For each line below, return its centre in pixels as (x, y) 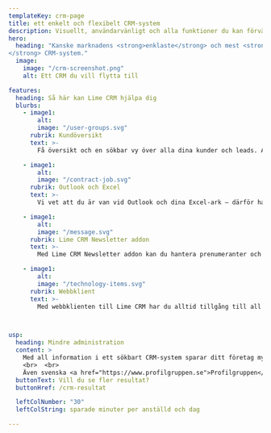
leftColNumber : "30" (50, 402)
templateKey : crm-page (46, 16)
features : (25, 90)
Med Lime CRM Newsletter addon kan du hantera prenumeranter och (150, 255)
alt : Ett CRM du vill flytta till (81, 76)
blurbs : (29, 106)
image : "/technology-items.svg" (92, 284)
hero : (17, 38)
